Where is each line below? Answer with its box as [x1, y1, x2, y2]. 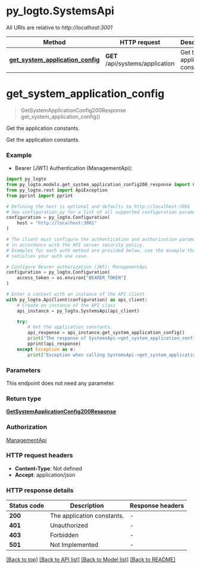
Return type [6, 394, 42, 403]
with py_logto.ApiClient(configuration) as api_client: [6, 296, 148, 302]
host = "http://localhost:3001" [17, 220, 97, 226]
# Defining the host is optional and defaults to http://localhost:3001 [6, 203, 190, 209]
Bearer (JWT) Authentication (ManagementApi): [14, 165, 133, 172]
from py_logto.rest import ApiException [6, 187, 108, 193]
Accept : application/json [14, 471, 76, 478]
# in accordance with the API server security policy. [6, 242, 145, 248]
